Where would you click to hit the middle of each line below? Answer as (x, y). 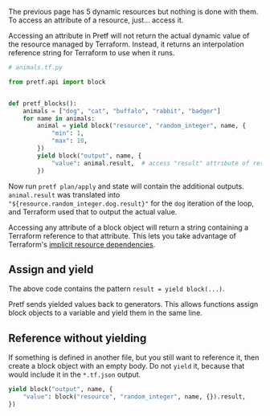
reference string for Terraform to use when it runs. (92, 53)
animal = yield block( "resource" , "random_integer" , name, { (142, 126)
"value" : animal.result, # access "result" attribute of (150, 163)
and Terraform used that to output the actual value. (93, 211)
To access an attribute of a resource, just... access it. (96, 20)
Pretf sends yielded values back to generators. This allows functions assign (133, 304)
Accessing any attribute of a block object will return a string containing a (129, 227)
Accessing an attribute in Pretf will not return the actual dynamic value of (129, 36)
